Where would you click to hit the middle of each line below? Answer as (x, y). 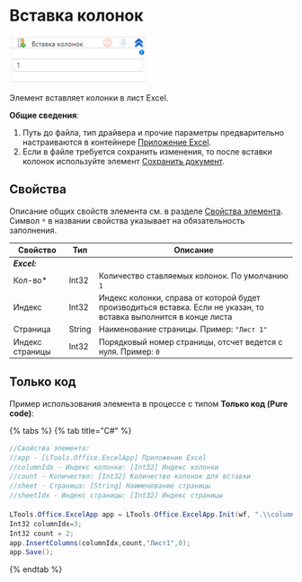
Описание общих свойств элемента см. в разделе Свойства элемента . (146, 211)
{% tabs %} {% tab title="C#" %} (71, 430)
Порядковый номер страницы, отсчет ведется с (191, 341)
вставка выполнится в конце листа (165, 317)
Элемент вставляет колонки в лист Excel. (89, 97)
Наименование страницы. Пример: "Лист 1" (183, 330)
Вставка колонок (76, 16)
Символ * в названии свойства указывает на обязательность (127, 220)
